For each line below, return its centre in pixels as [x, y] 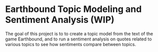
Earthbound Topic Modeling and [73, 9]
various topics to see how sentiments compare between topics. [71, 44]
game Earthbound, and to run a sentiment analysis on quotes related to [78, 39]
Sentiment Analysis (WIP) [60, 20]
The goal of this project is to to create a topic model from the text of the [79, 33]
